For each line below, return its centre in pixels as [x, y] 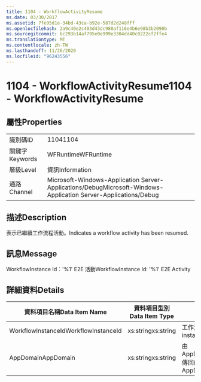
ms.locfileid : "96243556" [38, 56]
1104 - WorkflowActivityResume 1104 [99, 86]
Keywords [23, 159]
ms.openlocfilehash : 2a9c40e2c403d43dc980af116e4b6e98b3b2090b [87, 28]
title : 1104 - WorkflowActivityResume [54, 12]
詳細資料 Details [35, 290]
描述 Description [36, 218]
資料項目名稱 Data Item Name [65, 312]
